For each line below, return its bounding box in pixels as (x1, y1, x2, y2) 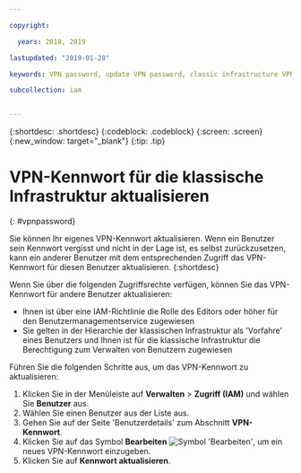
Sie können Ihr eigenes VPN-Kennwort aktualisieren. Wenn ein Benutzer (9, 233, 275, 244)
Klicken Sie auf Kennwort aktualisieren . (21, 455, 171, 467)
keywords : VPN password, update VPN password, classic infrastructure (9, 69, 279, 79)
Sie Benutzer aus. (21, 399, 90, 409)
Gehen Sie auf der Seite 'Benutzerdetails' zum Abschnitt (21, 417, 230, 428)
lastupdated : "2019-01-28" (9, 53, 110, 63)
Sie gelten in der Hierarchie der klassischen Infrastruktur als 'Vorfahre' (21, 325, 283, 337)
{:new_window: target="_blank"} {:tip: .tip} (9, 136, 166, 146)
